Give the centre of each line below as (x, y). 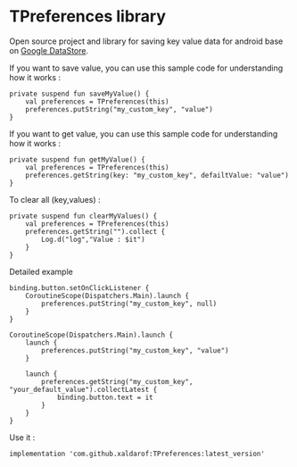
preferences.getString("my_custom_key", (117, 381)
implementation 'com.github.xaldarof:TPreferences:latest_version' (137, 454)
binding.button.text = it (105, 397)
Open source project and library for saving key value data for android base (146, 41)
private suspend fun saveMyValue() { (79, 94)
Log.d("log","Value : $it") (93, 239)
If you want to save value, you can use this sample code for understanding (146, 68)
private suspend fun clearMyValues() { (83, 216)
